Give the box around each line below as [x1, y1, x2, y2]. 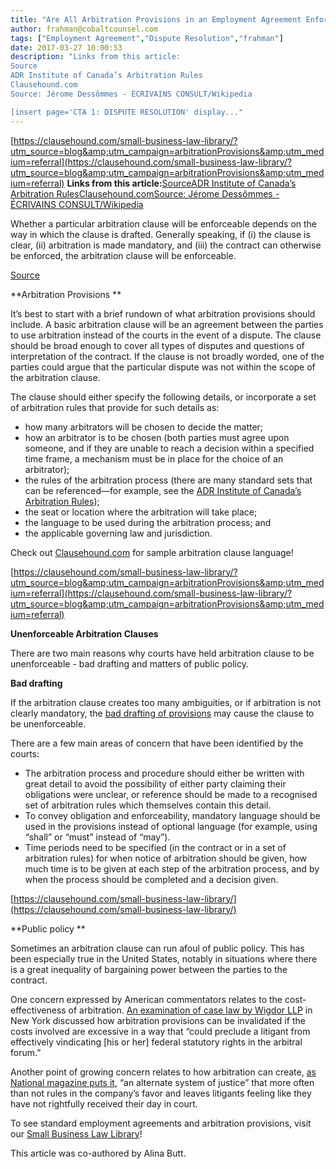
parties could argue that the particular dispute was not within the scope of [10, 361, 316, 373]
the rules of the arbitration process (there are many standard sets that [24, 474, 313, 486]
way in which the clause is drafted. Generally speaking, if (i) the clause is [10, 228, 311, 240]
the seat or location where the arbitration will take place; [24, 506, 258, 518]
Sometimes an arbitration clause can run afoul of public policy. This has [10, 942, 305, 954]
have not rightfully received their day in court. [10, 1097, 198, 1110]
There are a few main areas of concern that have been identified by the [10, 737, 304, 749]
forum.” [10, 1046, 42, 1058]
